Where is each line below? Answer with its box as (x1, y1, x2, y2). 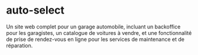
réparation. (6, 42, 33, 49)
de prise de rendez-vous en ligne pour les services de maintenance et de (6, 35, 185, 43)
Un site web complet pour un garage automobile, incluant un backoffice (6, 23, 181, 30)
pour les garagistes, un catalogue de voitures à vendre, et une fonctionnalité (6, 29, 192, 36)
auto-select (6, 4, 65, 17)
